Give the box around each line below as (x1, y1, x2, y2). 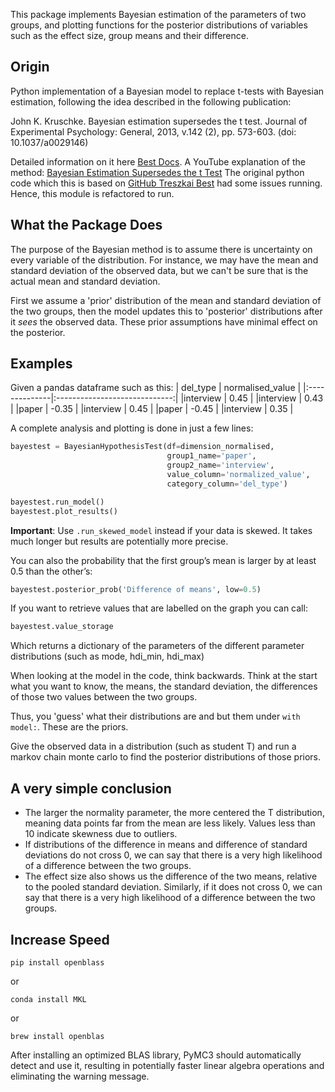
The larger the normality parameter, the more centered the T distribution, (24, 807, 325, 819)
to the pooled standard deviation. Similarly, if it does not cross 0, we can (24, 881, 323, 893)
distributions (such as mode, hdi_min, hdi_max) (10, 650, 205, 663)
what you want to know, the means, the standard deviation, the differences (10, 680, 318, 693)
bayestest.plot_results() (10, 506, 118, 516)
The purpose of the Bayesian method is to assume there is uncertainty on (10, 243, 313, 255)
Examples (10, 355, 73, 373)
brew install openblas (10, 1031, 105, 1041)
